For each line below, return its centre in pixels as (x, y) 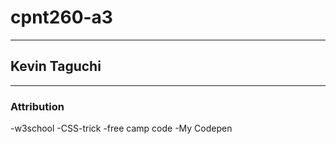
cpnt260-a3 (61, 17)
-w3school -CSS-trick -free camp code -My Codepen (121, 128)
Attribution (37, 106)
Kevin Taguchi (56, 66)
